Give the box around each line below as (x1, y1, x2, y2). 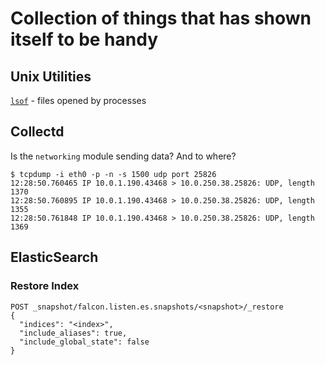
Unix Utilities (10, 68, 92, 85)
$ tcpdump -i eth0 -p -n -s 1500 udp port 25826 (10, 169, 217, 179)
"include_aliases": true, (19, 328, 128, 338)
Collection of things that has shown (10, 7, 312, 30)
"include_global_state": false (19, 337, 150, 347)
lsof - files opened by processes (10, 95, 147, 106)
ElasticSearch (10, 249, 99, 266)
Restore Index (10, 279, 80, 293)
